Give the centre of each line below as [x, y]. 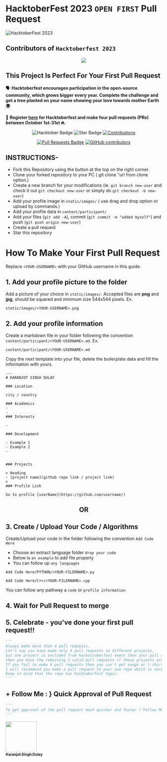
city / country [21, 395]
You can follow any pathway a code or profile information [66, 590]
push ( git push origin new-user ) [47, 222]
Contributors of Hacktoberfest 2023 [61, 48]
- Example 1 [18, 442]
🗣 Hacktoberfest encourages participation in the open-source [72, 88]
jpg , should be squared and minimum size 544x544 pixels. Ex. [69, 299]
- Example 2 [18, 447]
